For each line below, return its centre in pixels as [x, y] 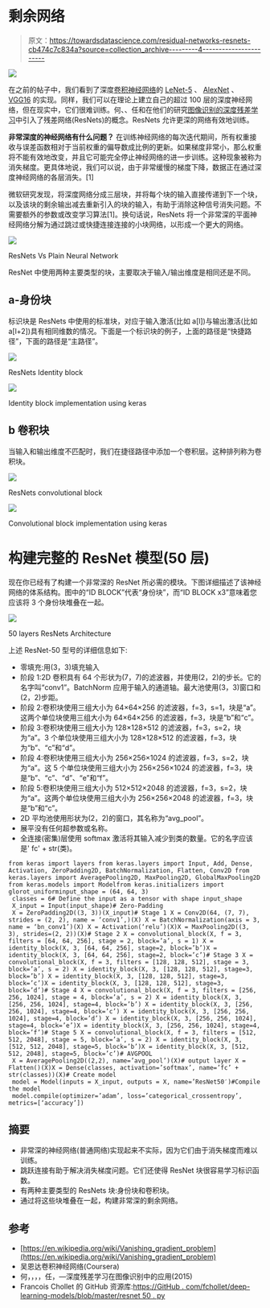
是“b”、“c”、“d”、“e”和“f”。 [66, 778]
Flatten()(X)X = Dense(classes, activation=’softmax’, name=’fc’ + [124, 1067]
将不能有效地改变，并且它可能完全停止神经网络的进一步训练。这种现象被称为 [135, 157]
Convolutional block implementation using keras [88, 523]
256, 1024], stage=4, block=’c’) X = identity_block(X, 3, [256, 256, [129, 1011]
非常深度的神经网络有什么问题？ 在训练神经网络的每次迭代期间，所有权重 [129, 137]
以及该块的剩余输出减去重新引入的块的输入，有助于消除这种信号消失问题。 [131, 204]
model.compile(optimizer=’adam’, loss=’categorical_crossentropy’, [127, 1096]
